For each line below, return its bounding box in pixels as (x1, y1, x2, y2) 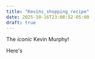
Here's (6, 47, 23, 54)
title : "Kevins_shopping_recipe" (6, 8, 90, 15)
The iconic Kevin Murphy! (6, 36, 70, 43)
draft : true (6, 19, 36, 25)
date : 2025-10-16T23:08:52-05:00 (6, 14, 90, 20)
